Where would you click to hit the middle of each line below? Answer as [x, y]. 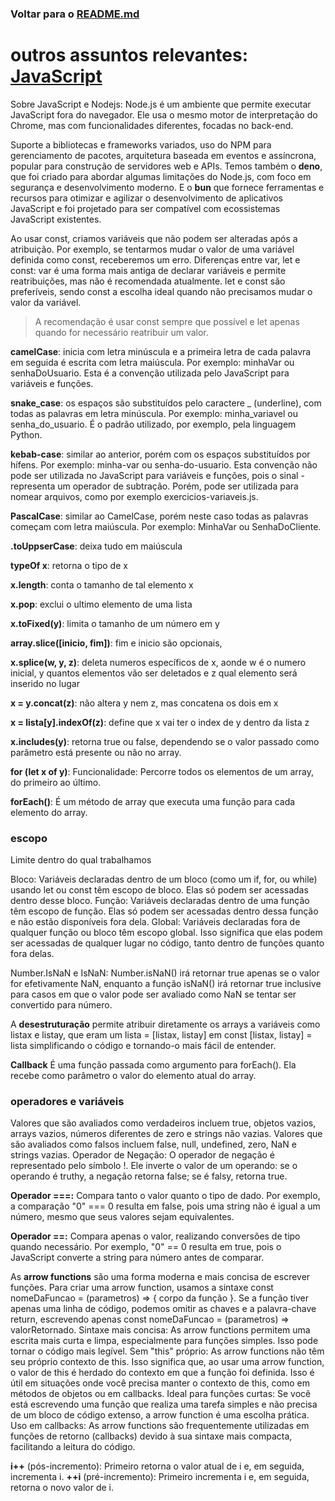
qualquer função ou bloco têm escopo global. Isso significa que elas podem [166, 933]
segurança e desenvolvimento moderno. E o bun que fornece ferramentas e [167, 187]
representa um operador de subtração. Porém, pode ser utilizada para [154, 486]
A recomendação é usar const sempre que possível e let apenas [167, 321]
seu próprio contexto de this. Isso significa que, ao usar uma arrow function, [167, 1362]
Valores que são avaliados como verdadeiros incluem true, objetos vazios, [163, 1123]
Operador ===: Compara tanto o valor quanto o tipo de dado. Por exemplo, [165, 1196]
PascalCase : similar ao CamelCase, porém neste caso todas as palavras [159, 516]
